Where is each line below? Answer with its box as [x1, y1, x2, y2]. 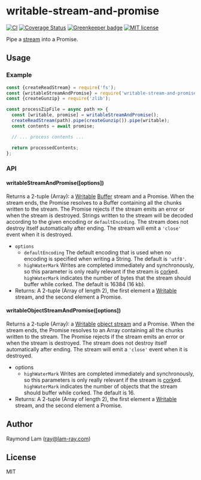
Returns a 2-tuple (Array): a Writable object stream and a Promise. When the [6, 320, 195, 327]
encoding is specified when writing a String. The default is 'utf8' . [23, 255, 187, 262]
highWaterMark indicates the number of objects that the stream [23, 382, 178, 390]
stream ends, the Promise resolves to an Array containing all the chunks [6, 326, 184, 333]
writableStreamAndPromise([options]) [6, 179, 105, 186]
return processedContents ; [11, 145, 79, 151]
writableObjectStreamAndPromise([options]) [6, 307, 121, 314]
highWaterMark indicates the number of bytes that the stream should [23, 274, 191, 281]
